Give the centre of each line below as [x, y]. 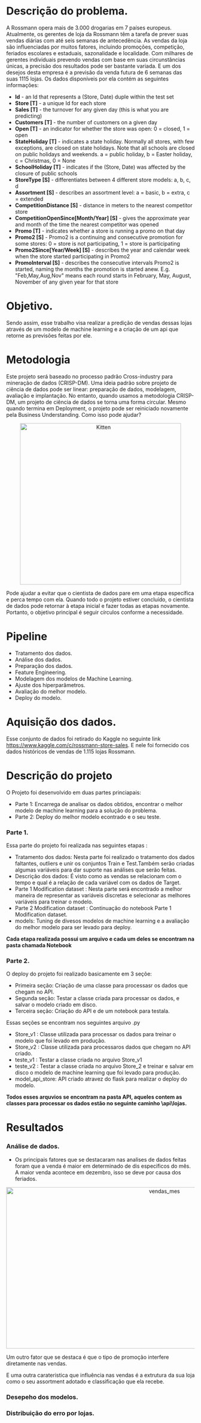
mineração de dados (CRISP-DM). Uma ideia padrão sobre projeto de [92, 383]
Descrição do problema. [67, 11]
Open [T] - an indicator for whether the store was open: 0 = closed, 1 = [102, 129]
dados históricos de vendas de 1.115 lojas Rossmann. [71, 751]
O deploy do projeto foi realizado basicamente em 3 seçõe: [79, 974]
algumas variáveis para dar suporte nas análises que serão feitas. [96, 870]
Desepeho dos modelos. [42, 1397]
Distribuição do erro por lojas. [50, 1413]
